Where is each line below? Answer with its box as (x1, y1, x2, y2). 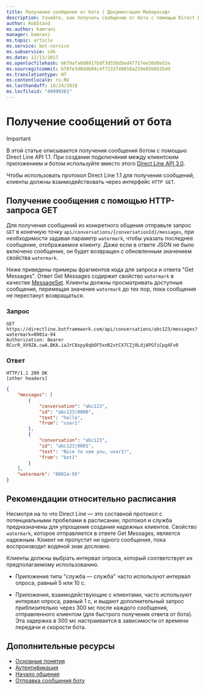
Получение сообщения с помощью (6, 196, 148, 206)
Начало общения (15, 670, 60, 678)
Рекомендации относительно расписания (6, 494, 176, 504)
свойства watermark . (6, 254, 59, 261)
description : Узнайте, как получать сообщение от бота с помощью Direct (6, 15, 195, 21)
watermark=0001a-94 (6, 331, 56, 338)
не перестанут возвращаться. (6, 291, 85, 299)
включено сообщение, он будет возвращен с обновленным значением (6, 247, 192, 255)
